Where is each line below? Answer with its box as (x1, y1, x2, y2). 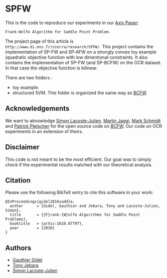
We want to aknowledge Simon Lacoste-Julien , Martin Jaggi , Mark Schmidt (5, 118, 161, 124)
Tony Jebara (12, 262, 39, 268)
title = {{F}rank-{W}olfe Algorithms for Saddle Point (10, 212, 140, 218)
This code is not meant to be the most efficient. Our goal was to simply (5, 156, 151, 162)
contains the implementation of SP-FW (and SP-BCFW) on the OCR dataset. (5, 59, 162, 65)
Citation (5, 176, 31, 184)
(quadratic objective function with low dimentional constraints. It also (5, 54, 148, 60)
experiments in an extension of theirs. (5, 128, 83, 134)
